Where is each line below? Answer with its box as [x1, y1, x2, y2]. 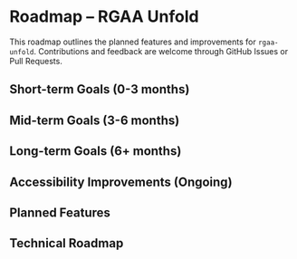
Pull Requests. [9, 55, 63, 66]
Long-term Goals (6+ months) [9, 143, 182, 159]
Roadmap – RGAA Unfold [9, 6, 199, 27]
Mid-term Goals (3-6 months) [9, 112, 180, 128]
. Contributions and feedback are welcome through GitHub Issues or [33, 45, 288, 56]
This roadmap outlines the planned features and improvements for [9, 36, 256, 47]
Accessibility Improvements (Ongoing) [9, 174, 233, 189]
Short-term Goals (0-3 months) [9, 82, 190, 97]
